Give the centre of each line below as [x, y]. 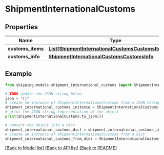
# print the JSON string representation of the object [62, 112]
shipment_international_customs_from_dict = [51, 139]
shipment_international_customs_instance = [50, 107]
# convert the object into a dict [40, 125]
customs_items [26, 49]
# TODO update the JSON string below [43, 94]
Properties [21, 27]
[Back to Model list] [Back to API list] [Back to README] [61, 148]
